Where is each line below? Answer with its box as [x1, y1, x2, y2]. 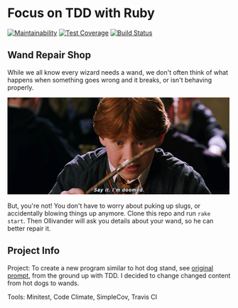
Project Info [7, 245, 60, 257]
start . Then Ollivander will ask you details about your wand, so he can [7, 216, 214, 225]
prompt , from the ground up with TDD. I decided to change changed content [7, 271, 231, 280]
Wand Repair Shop [7, 49, 91, 61]
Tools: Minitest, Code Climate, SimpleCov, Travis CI [7, 292, 158, 301]
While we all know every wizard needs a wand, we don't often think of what [7, 68, 229, 76]
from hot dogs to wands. [7, 279, 80, 287]
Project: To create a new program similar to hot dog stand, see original [7, 263, 214, 272]
